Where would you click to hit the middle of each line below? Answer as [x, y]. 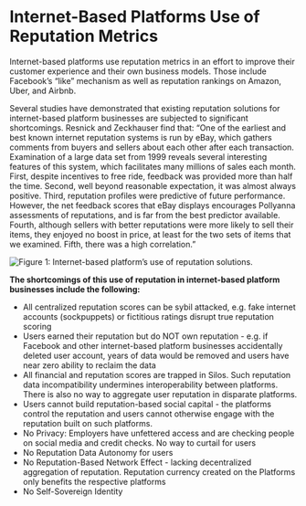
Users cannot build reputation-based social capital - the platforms [147, 404]
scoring [37, 326]
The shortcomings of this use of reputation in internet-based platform [145, 279]
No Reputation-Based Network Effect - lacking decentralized [137, 462]
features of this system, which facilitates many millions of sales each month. [153, 166]
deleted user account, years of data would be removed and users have [156, 355]
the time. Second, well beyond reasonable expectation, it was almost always [153, 185]
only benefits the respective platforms [94, 481]
